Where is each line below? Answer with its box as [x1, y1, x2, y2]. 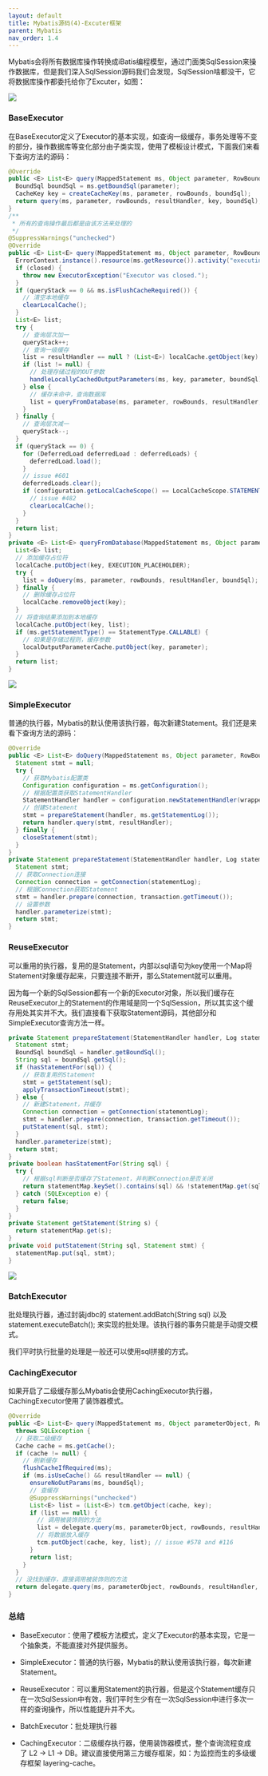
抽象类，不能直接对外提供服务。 [26, 1640, 132, 1651]
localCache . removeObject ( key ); [22, 599, 127, 607]
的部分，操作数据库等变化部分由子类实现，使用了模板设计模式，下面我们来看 [8, 141, 260, 151]
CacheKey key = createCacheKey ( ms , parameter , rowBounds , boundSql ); [15, 189, 251, 198]
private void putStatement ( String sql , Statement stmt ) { [8, 1242, 205, 1250]
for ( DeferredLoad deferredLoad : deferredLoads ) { [22, 449, 198, 458]
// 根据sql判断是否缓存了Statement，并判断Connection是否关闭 [22, 1175, 213, 1183]
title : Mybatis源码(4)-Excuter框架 [8, 19, 122, 27]
